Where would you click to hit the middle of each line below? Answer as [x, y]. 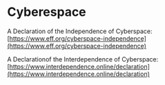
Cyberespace [47, 12]
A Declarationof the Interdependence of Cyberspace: [83, 59]
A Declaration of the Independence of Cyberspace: [80, 31]
